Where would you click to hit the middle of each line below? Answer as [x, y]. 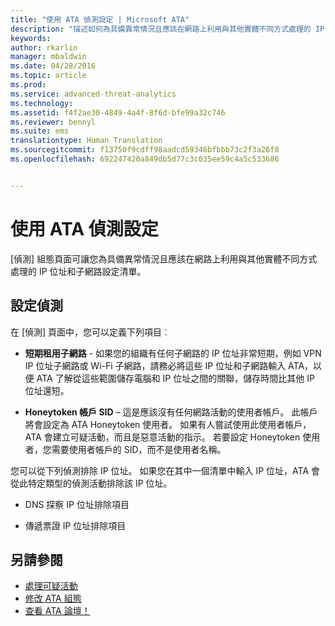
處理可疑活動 [51, 586]
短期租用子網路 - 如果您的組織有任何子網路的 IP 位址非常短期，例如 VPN [173, 353]
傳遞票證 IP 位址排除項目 [75, 525]
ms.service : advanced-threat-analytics [93, 94]
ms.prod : [28, 85]
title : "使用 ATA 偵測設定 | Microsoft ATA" [100, 19]
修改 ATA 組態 [53, 598]
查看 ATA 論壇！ [57, 611]
